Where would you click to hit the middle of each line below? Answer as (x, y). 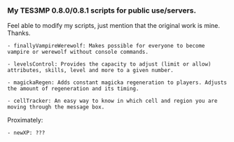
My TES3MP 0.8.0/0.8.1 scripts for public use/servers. (102, 10)
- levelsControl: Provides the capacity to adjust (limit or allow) (109, 64)
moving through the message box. (56, 107)
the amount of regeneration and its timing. (73, 89)
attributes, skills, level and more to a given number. (90, 71)
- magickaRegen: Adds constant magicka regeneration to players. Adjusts (117, 83)
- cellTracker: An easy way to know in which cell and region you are (112, 101)
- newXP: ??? (26, 133)
